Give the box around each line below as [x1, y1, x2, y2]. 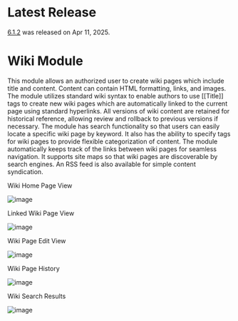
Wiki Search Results [7, 292, 66, 300]
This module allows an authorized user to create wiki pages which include [7, 76, 224, 85]
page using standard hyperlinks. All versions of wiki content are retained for [7, 106, 230, 115]
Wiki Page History [7, 264, 61, 272]
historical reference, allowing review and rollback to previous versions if [7, 114, 219, 123]
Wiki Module [7, 53, 83, 69]
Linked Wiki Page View [7, 208, 75, 218]
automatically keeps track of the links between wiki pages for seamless [7, 144, 217, 153]
